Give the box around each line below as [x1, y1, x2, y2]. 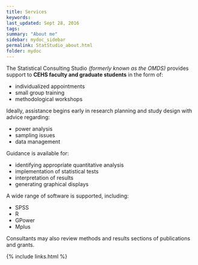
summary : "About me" [6, 31, 58, 37]
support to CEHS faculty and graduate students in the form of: [6, 70, 164, 78]
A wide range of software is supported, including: [6, 192, 129, 199]
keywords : [6, 14, 31, 20]
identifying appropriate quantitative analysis [14, 161, 125, 169]
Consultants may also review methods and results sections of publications [6, 234, 191, 242]
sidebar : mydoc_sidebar [6, 37, 66, 43]
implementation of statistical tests [14, 167, 99, 175]
